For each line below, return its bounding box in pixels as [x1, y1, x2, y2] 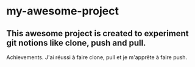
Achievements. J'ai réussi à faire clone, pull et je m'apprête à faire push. [6, 54, 188, 61]
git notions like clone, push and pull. [6, 37, 146, 48]
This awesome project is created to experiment [6, 28, 189, 39]
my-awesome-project [6, 4, 119, 18]
